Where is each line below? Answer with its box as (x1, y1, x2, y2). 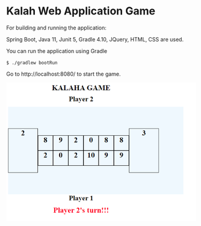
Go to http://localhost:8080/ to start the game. (6, 70, 122, 78)
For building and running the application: (6, 24, 107, 31)
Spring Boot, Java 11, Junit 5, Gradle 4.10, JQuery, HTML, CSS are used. (6, 35, 184, 43)
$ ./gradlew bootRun (6, 60, 58, 66)
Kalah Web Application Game (6, 4, 155, 18)
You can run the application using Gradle (6, 47, 107, 55)
